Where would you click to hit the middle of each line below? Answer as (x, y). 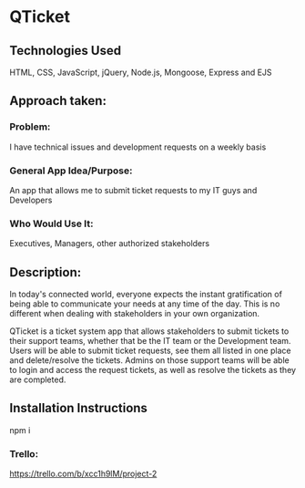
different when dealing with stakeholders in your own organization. (135, 314)
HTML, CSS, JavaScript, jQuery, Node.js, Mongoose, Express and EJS (141, 72)
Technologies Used (65, 51)
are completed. (38, 379)
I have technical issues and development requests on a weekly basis (138, 147)
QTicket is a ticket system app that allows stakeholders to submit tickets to (149, 331)
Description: (46, 272)
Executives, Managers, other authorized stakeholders (110, 244)
